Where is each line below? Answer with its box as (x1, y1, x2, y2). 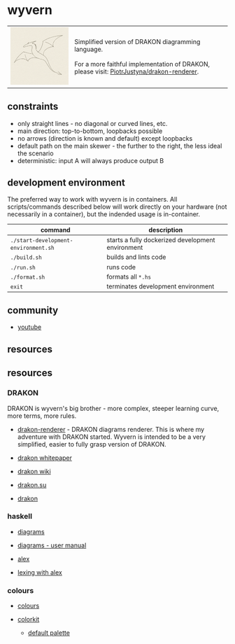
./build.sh (10, 254, 42, 261)
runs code (106, 262, 136, 271)
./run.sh (10, 264, 36, 271)
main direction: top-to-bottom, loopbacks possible (17, 127, 163, 135)
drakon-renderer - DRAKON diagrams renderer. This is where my (17, 425, 205, 433)
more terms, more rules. (7, 412, 77, 420)
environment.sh (10, 244, 55, 252)
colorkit (17, 615, 40, 624)
